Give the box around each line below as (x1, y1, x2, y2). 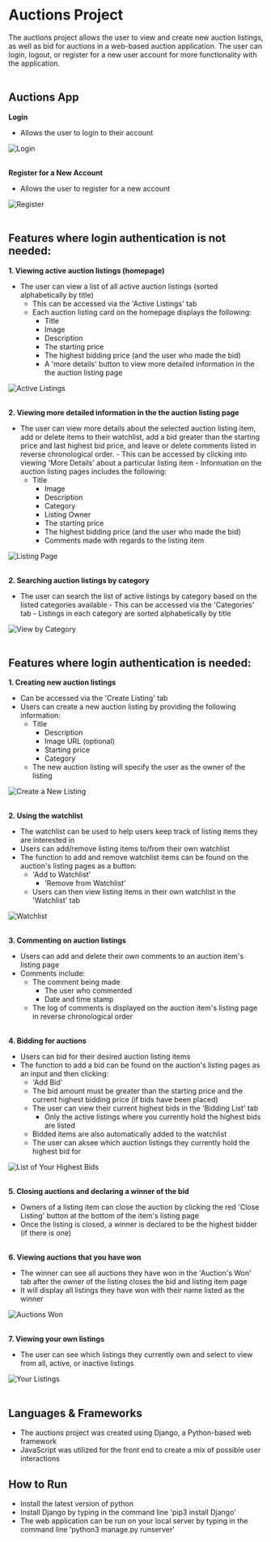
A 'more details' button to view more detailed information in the (44, 359, 255, 368)
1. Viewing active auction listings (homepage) (8, 265, 165, 275)
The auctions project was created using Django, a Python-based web (19, 1428, 252, 1437)
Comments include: (19, 969, 86, 978)
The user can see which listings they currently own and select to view (19, 1350, 253, 1359)
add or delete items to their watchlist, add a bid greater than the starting (19, 432, 260, 441)
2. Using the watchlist (8, 811, 83, 821)
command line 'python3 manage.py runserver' (19, 1525, 176, 1534)
